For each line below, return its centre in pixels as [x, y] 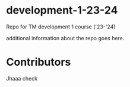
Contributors [39, 62]
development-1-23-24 [62, 10]
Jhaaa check [22, 78]
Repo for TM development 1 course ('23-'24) [61, 27]
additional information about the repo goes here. [65, 38]
